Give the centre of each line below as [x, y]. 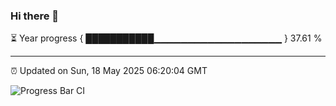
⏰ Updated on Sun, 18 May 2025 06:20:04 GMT [109, 71]
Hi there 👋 [35, 16]
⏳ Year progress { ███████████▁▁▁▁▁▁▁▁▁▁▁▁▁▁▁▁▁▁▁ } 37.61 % [166, 38]
